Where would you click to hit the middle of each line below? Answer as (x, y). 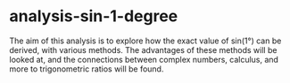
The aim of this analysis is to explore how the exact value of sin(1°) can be (145, 41)
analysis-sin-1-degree (94, 16)
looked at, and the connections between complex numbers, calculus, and (144, 59)
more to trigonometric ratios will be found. (87, 69)
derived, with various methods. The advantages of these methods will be (143, 49)
